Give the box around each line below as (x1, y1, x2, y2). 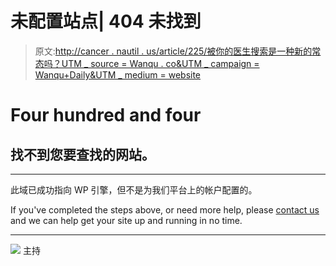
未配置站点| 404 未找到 (10, 10, 202, 33)
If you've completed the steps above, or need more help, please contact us (10, 203, 320, 216)
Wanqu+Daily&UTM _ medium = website (34, 68, 202, 81)
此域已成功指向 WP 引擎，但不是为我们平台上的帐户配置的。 (10, 183, 258, 196)
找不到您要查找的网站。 (10, 146, 155, 163)
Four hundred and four (10, 104, 202, 127)
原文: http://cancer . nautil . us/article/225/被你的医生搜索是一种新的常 (34, 45, 322, 57)
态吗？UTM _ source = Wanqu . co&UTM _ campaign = (34, 57, 260, 69)
